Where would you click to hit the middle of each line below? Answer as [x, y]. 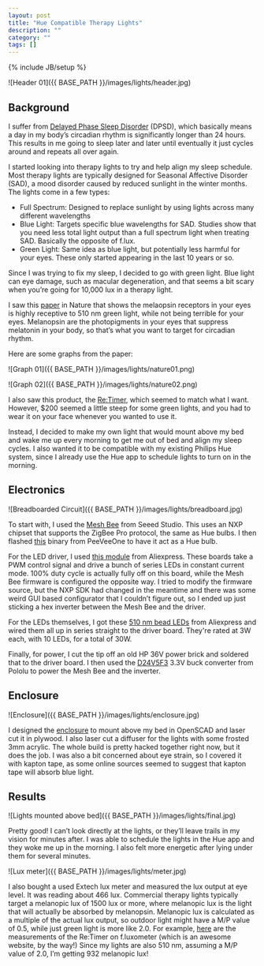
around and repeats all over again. [64, 152]
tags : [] [22, 45]
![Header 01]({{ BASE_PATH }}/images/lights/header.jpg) [100, 83]
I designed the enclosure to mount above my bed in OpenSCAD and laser [127, 730]
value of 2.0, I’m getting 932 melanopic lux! [78, 954]
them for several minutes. [50, 856]
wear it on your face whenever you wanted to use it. [93, 416]
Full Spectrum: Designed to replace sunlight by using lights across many [137, 207]
